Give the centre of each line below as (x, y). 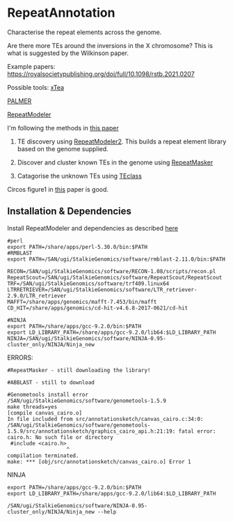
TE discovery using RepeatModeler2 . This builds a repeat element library (122, 141)
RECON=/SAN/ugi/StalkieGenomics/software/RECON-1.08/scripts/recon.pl (112, 271)
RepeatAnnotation (61, 13)
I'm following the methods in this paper (63, 128)
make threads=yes (32, 407)
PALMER (19, 101)
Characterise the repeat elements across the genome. (85, 32)
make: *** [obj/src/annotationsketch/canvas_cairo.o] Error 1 (99, 461)
